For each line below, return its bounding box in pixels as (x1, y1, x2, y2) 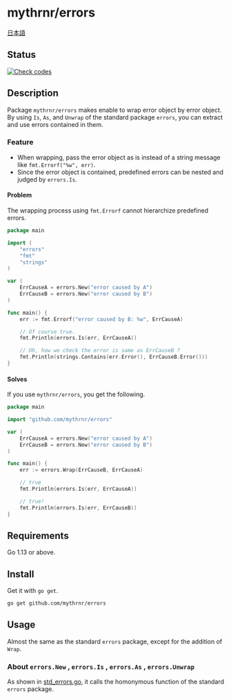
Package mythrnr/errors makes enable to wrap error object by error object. (7, 106, 222, 114)
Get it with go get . (7, 587, 59, 595)
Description (7, 88, 59, 99)
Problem (7, 191, 32, 200)
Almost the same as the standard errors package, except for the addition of (7, 637, 223, 645)
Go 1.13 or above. (7, 548, 56, 556)
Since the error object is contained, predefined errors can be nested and (17, 168, 224, 176)
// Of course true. (19, 328, 76, 336)
